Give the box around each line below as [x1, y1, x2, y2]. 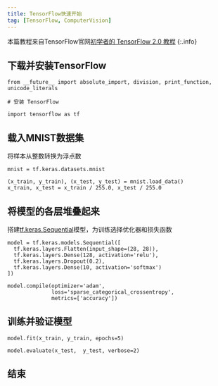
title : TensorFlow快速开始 [7, 10, 82, 18]
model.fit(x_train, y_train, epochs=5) [7, 335, 124, 342]
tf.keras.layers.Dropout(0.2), [13, 258, 105, 265]
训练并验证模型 [7, 316, 72, 328]
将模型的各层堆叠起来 [7, 205, 100, 217]
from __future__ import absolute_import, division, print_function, [7, 79, 212, 86]
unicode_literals [7, 85, 58, 92]
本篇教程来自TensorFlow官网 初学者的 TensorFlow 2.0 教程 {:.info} [7, 37, 198, 46]
